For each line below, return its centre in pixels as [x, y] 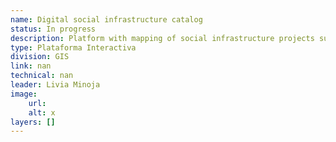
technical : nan [42, 76]
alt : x [42, 112]
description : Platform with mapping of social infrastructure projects [162, 38]
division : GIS [40, 57]
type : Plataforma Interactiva [73, 47]
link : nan [31, 66]
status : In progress [53, 29]
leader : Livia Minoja [55, 85]
